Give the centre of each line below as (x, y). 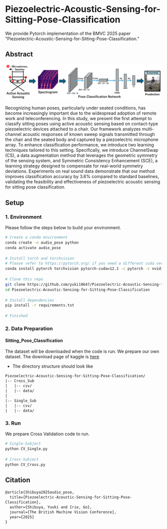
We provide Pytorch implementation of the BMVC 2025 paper (68, 33)
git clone (15, 284)
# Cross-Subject (22, 460)
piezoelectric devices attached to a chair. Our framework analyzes (73, 129)
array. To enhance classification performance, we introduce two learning (80, 145)
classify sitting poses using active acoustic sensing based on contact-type (82, 124)
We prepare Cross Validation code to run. (47, 434)
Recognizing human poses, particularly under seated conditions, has (75, 108)
